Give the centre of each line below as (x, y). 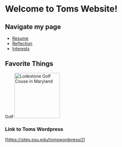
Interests (21, 49)
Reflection (22, 44)
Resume (20, 38)
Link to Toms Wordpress (34, 129)
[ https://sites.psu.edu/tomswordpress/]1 (45, 140)
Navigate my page (33, 27)
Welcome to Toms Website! (61, 9)
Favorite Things (29, 64)
